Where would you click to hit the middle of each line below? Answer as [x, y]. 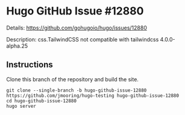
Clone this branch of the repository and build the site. [72, 79]
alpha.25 [17, 46]
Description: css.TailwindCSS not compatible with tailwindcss [83, 39]
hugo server [21, 106]
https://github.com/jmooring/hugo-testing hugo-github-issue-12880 [93, 95]
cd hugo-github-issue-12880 [42, 101]
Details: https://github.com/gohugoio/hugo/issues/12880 [77, 28]
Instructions [30, 65]
